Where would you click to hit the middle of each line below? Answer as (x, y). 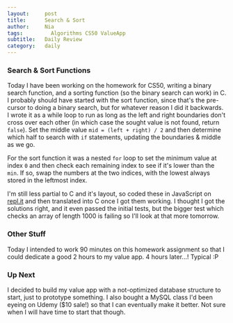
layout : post (32, 14)
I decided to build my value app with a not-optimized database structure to (114, 290)
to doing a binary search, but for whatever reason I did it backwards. (126, 108)
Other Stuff (27, 234)
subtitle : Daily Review (45, 40)
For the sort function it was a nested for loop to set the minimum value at (112, 158)
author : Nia (31, 26)
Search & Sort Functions (49, 70)
